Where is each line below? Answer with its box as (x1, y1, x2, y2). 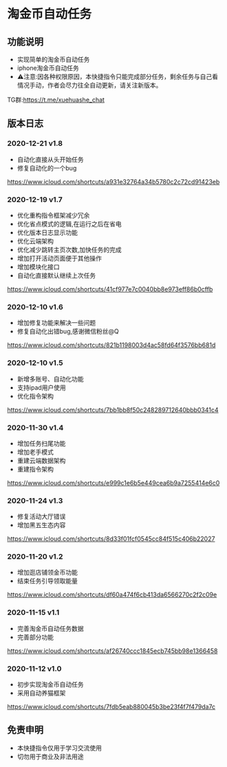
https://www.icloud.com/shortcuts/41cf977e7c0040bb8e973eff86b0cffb (7, 285, 213, 293)
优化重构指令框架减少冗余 (17, 211, 90, 219)
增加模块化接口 (17, 263, 60, 271)
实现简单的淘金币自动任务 (17, 56, 90, 63)
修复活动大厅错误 (17, 513, 66, 521)
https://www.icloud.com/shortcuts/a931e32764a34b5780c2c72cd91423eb (7, 177, 220, 186)
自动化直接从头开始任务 (17, 155, 84, 164)
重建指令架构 (17, 465, 54, 473)
